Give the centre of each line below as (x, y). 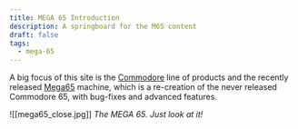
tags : (20, 43)
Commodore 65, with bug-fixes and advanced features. (114, 97)
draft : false (34, 35)
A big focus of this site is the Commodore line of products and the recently (149, 77)
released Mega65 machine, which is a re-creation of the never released (143, 87)
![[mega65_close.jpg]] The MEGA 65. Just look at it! (106, 114)
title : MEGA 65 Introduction (65, 18)
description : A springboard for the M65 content (103, 26)
